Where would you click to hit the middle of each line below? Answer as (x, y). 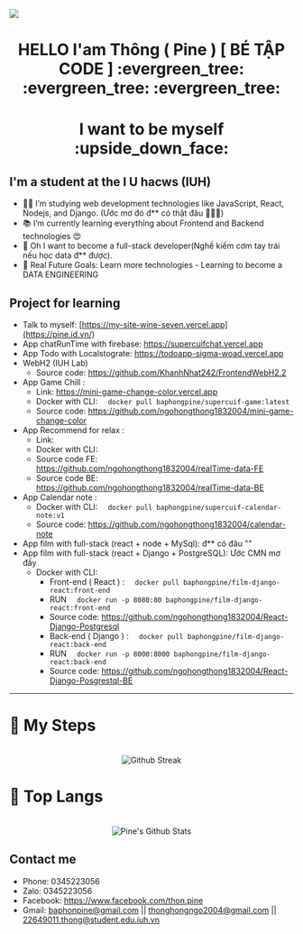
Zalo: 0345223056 (57, 891)
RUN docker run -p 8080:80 (106, 599)
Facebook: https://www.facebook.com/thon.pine (113, 900)
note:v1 (50, 515)
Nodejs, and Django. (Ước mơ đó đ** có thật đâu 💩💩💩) (123, 213)
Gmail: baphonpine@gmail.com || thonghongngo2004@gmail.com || (149, 910)
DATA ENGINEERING (60, 274)
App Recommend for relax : (73, 430)
